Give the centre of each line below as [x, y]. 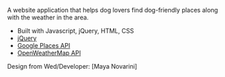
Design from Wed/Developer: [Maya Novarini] [72, 66]
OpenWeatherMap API [49, 53]
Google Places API [44, 45]
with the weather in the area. [48, 17]
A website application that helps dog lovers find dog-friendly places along [112, 10]
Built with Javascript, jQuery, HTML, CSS [75, 31]
